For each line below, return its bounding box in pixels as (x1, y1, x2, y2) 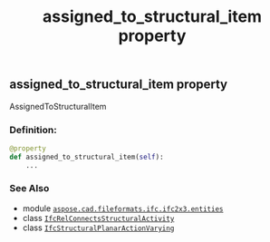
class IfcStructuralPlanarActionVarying (22, 222, 175, 233)
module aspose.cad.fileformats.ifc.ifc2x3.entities (22, 202, 224, 214)
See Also (9, 182, 50, 195)
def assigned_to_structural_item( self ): (9, 152, 165, 161)
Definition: (9, 123, 57, 136)
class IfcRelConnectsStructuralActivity (22, 212, 175, 223)
